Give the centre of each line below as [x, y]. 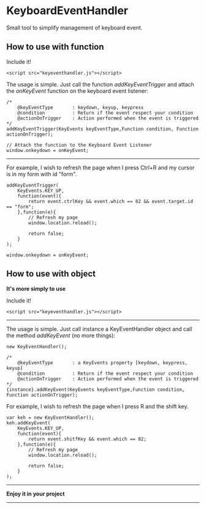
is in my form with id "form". [42, 174]
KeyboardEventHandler [67, 11]
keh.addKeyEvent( [29, 423]
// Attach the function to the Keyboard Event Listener [79, 145]
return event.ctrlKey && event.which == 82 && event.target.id [111, 201]
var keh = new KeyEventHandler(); [51, 418]
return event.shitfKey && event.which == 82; [88, 439]
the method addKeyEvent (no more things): [61, 335]
